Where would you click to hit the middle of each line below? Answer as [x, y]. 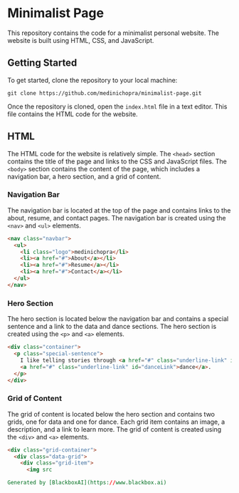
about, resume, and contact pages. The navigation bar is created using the [117, 218]
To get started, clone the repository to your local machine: [92, 80]
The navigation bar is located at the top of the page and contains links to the [119, 210]
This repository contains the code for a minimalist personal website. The [113, 33]
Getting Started [42, 63]
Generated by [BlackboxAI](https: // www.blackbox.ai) [87, 483]
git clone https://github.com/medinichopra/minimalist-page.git [105, 93]
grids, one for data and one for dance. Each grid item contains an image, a [116, 422]
